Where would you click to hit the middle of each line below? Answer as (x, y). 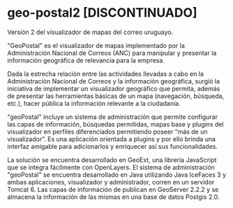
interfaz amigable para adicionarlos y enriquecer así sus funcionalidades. (113, 146)
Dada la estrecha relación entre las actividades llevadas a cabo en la (106, 74)
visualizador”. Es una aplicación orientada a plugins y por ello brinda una (112, 139)
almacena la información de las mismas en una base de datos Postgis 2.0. (113, 197)
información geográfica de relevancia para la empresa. (86, 60)
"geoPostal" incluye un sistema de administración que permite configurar (113, 117)
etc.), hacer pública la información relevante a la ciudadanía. (94, 103)
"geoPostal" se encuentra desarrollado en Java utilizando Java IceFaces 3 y (117, 175)
